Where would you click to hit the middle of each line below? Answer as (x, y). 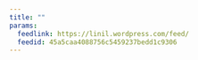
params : (24, 26)
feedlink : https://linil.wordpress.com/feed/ (103, 34)
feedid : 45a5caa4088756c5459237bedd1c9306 (97, 42)
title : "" (28, 17)
